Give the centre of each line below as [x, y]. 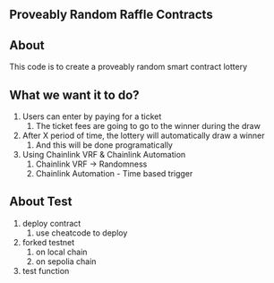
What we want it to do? [75, 94]
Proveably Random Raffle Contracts [111, 15]
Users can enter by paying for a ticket [92, 116]
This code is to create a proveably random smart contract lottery [128, 67]
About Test [41, 202]
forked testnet [48, 242]
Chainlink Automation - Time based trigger [114, 174]
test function [46, 270]
